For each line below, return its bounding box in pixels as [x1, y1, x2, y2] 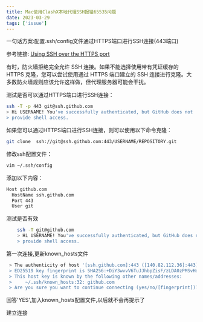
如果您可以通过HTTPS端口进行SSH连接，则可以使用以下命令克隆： [6, 127, 172, 133]
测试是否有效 [6, 215, 38, 222]
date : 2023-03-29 [6, 15, 50, 21]
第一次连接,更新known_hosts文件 [6, 250, 89, 257]
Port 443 [11, 198, 34, 204]
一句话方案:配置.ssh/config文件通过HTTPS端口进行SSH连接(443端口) [6, 38, 179, 45]
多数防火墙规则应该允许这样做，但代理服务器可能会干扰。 [6, 78, 149, 86]
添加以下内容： [6, 174, 43, 181]
